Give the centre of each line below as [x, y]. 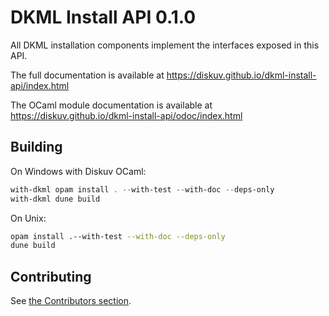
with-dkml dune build [55, 199]
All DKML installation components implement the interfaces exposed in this [165, 45]
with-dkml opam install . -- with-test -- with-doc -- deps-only [142, 189]
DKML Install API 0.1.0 [103, 17]
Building [36, 147]
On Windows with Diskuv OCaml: [78, 171]
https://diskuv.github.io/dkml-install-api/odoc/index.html [126, 115]
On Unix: [28, 218]
